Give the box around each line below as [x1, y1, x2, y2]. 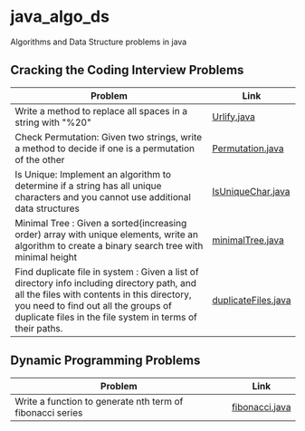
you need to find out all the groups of [14, 299, 173, 311]
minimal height [14, 251, 78, 263]
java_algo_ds [10, 6, 110, 27]
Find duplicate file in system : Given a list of [14, 265, 199, 278]
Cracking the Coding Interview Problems [10, 62, 244, 78]
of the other [14, 153, 65, 166]
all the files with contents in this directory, [14, 288, 192, 301]
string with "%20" [14, 116, 91, 129]
